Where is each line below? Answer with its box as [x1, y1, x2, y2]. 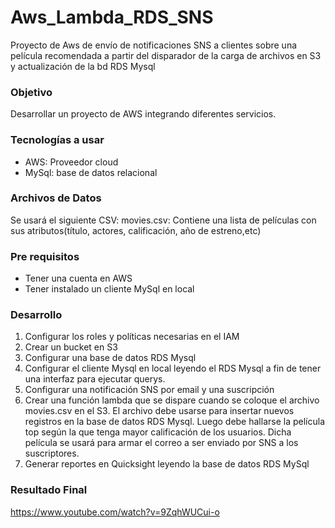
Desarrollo [10, 308, 63, 322]
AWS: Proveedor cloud [24, 156, 119, 168]
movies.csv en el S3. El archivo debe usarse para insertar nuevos [24, 405, 295, 417]
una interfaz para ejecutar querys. [24, 373, 166, 385]
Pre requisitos [10, 249, 80, 263]
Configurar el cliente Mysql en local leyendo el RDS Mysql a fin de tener [24, 362, 322, 375]
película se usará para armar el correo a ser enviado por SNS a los [24, 437, 299, 449]
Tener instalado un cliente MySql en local [24, 283, 195, 295]
